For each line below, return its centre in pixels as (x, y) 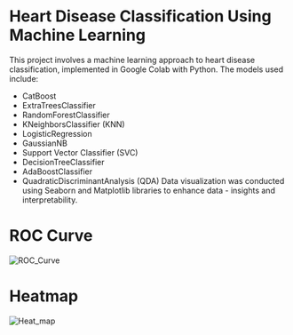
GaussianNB (45, 143)
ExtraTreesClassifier (59, 105)
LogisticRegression (57, 133)
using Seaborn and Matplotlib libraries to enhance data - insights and (148, 190)
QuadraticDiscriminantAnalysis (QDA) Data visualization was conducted (153, 180)
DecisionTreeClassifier (63, 162)
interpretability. (50, 199)
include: (24, 78)
